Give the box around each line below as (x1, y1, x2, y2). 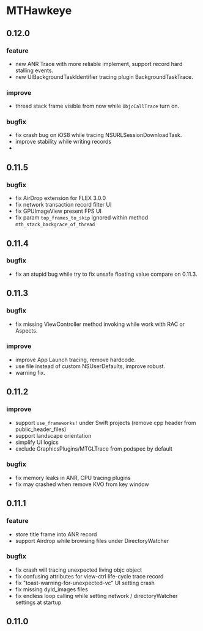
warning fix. (15, 369, 46, 376)
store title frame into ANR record (15, 530, 97, 538)
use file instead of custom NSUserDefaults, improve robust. (15, 362, 166, 370)
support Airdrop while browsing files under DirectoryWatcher (15, 537, 169, 544)
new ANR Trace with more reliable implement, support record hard (15, 60, 183, 67)
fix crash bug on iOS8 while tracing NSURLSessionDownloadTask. (15, 131, 182, 139)
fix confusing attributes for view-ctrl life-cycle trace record (15, 572, 164, 580)
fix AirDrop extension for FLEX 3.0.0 (15, 194, 106, 202)
